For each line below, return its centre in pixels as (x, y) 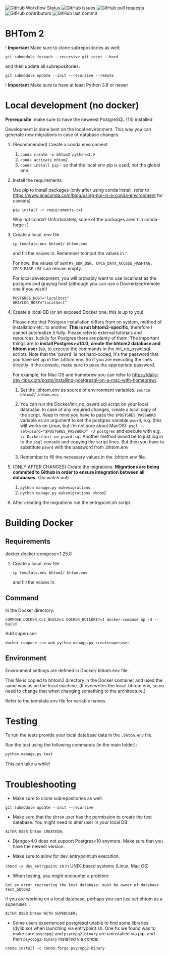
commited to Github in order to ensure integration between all (78, 472)
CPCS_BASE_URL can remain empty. (47, 268)
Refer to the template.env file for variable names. (56, 700)
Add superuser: (21, 633)
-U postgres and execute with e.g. (126, 431)
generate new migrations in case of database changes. (62, 135)
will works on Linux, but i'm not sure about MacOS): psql (79, 426)
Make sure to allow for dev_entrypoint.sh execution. (66, 856)
